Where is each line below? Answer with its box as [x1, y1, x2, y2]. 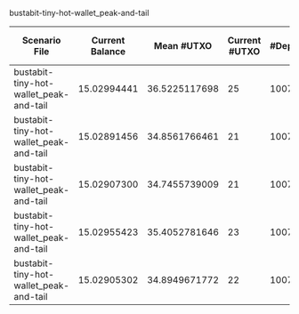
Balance [90, 45, 126, 57]
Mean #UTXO [153, 40, 213, 52]
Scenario [21, 35, 61, 46]
